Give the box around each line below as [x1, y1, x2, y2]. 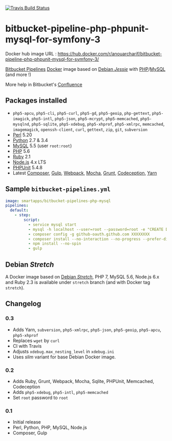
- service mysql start [28, 222, 77, 227]
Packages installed [5, 96, 68, 105]
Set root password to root [12, 394, 68, 400]
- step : [14, 213, 31, 218]
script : [24, 217, 40, 223]
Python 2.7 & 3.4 [12, 137, 48, 143]
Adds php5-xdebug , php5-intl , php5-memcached [12, 389, 109, 395]
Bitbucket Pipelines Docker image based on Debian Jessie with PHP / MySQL [5, 66, 166, 72]
